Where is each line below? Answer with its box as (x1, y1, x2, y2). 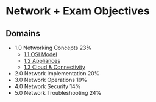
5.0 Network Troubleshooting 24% (14, 89, 102, 96)
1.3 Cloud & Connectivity (23, 63, 86, 71)
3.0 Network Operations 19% (14, 77, 88, 83)
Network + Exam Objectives (5, 4, 150, 18)
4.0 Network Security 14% (14, 83, 81, 90)
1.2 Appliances (23, 57, 61, 64)
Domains (5, 28, 40, 39)
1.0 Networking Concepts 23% (14, 44, 92, 51)
